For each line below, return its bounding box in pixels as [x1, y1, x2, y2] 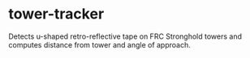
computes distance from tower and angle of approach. [8, 39, 191, 49]
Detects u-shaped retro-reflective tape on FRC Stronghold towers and [8, 31, 242, 41]
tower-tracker [8, 5, 105, 23]
